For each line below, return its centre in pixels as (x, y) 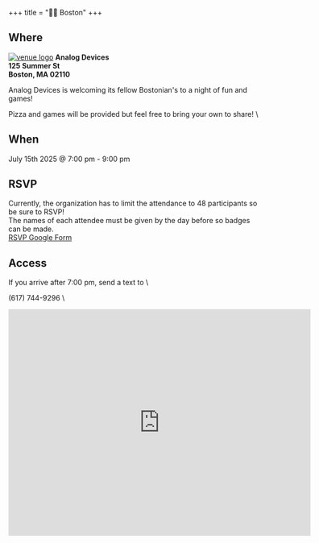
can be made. (31, 229)
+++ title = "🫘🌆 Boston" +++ (56, 12)
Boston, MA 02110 (39, 74)
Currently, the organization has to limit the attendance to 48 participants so (133, 203)
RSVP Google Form (40, 238)
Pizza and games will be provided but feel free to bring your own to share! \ (133, 114)
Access (27, 263)
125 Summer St (34, 65)
